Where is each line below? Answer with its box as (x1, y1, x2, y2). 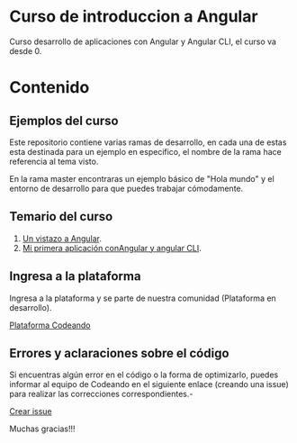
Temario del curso (9, 209, 113, 224)
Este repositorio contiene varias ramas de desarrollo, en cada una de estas (9, 137, 287, 148)
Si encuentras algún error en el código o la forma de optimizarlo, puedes (9, 369, 279, 380)
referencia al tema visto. (9, 156, 99, 167)
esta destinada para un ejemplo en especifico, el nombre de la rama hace (9, 146, 282, 157)
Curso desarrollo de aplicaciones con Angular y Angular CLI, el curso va (9, 36, 277, 47)
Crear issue (9, 406, 52, 417)
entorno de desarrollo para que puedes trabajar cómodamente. (9, 183, 244, 194)
